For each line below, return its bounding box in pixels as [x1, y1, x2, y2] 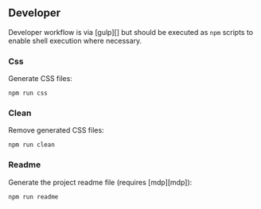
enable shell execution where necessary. [8, 36, 142, 45]
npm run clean [8, 141, 56, 149]
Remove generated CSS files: [8, 126, 105, 135]
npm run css [8, 89, 48, 98]
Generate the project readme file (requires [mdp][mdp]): [8, 177, 193, 187]
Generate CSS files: [8, 74, 73, 83]
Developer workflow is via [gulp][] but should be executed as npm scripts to [8, 27, 254, 37]
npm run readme [8, 192, 59, 201]
